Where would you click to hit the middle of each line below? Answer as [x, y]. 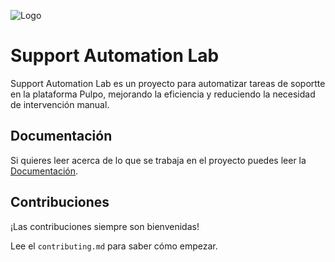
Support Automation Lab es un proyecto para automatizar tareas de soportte [168, 83]
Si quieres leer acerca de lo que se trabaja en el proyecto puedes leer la [158, 160]
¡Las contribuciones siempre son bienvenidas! [105, 226]
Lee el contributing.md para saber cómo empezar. [114, 246]
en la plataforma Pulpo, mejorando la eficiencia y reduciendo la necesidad [163, 94]
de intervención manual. [60, 104]
